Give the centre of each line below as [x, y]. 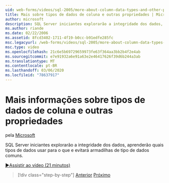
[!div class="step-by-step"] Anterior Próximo [64, 175]
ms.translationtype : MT [30, 61]
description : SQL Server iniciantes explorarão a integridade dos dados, [84, 24]
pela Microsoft [20, 135]
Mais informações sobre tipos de [75, 100]
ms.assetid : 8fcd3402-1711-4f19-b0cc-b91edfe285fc [59, 38]
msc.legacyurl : [21, 43]
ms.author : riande [24, 29]
